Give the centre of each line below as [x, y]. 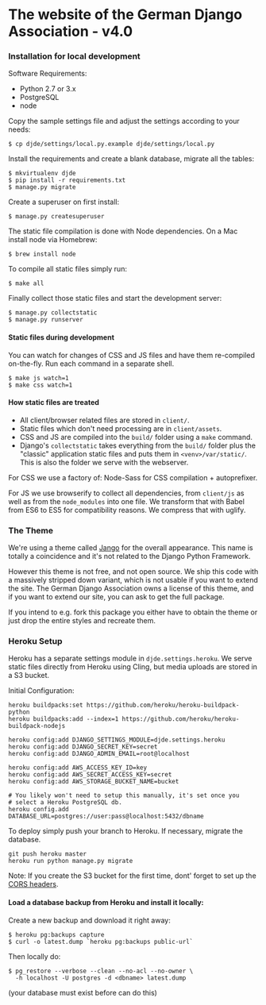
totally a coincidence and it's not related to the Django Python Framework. [129, 556]
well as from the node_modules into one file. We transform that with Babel [126, 501]
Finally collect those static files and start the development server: [115, 298]
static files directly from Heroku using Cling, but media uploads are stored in [133, 667]
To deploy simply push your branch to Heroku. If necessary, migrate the [126, 831]
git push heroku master [48, 854]
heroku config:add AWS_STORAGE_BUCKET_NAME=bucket [94, 782]
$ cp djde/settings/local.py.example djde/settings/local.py [112, 144]
